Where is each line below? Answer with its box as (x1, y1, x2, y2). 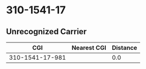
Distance (112, 44, 137, 52)
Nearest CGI (71, 44, 106, 52)
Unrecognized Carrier (6, 27, 87, 37)
